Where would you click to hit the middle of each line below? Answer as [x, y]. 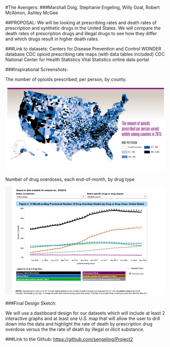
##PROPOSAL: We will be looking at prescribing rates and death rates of [81, 23]
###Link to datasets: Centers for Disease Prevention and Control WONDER [83, 49]
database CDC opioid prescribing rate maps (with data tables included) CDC [85, 54]
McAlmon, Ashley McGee [32, 13]
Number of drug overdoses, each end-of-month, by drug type [70, 179]
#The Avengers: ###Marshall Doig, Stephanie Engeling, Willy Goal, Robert [82, 7]
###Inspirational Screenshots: [37, 69]
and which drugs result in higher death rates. [52, 39]
